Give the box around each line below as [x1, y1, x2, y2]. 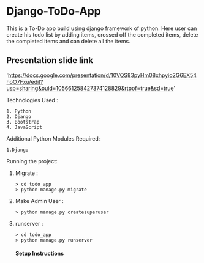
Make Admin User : [15, 197, 64, 204]
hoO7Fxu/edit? [6, 78, 43, 85]
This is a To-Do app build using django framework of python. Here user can [6, 24, 197, 32]
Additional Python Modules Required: [6, 135, 100, 142]
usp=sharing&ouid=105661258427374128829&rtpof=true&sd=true [6, 84, 174, 92]
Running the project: [6, 157, 58, 165]
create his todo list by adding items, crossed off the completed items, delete [6, 31, 198, 38]
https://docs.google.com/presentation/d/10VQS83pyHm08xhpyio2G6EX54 [8, 72, 197, 79]
